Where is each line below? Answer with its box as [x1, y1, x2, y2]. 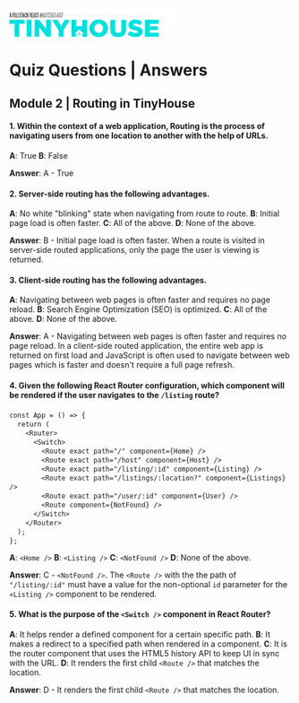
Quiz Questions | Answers [9, 60, 208, 81]
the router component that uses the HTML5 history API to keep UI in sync [9, 647, 280, 658]
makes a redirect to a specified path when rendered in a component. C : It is [9, 638, 288, 649]
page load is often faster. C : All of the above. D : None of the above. [9, 218, 257, 229]
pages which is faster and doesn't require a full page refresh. [9, 360, 235, 370]
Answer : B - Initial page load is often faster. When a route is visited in [9, 235, 266, 246]
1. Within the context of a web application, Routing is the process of [9, 121, 266, 132]
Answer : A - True [9, 168, 74, 178]
